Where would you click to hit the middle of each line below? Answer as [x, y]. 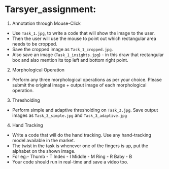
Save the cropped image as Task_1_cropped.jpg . [62, 49]
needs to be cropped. [35, 44]
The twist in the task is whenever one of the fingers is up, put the [80, 146]
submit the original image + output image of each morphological [79, 85]
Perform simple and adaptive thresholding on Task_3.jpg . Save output [85, 110]
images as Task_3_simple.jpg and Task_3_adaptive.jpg [70, 115]
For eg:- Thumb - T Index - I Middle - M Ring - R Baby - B [72, 156]
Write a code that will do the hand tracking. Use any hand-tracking [82, 135]
